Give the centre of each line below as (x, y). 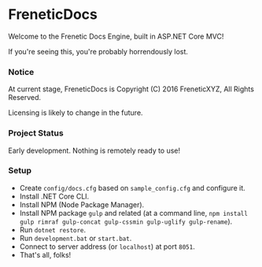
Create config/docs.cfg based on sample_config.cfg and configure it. (132, 187)
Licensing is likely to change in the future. (76, 113)
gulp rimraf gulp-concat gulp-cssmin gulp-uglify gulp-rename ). (126, 221)
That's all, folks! (45, 254)
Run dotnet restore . (53, 229)
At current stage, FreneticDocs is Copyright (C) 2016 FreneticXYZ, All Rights (131, 89)
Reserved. (25, 98)
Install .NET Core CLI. (54, 196)
